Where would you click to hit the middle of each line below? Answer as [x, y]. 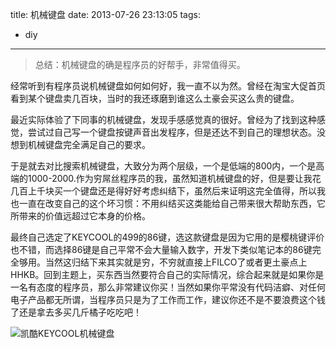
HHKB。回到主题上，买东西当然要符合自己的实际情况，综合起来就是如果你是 [167, 274]
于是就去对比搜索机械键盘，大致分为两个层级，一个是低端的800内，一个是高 [167, 166]
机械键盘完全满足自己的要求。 [89, 144]
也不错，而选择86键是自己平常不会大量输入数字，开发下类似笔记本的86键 [161, 249]
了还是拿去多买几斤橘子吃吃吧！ [76, 312]
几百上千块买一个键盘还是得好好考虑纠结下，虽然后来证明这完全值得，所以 [163, 191]
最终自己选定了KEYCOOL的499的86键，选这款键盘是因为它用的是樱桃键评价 [167, 237]
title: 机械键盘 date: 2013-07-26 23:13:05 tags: [105, 14]
